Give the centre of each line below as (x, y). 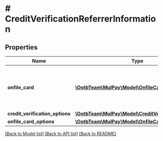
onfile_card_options (31, 121)
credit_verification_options (39, 114)
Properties (21, 47)
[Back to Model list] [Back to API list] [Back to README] (61, 134)
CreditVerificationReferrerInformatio (81, 19)
